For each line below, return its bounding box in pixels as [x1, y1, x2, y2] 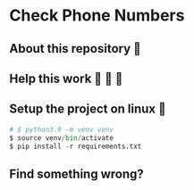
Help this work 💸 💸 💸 [9, 70, 123, 86]
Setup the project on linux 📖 [9, 102, 167, 117]
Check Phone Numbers [9, 5, 185, 26]
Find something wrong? [9, 166, 145, 181]
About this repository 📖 [9, 41, 141, 56]
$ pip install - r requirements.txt [9, 142, 142, 151]
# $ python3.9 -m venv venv [9, 125, 114, 134]
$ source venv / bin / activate [9, 133, 114, 143]
